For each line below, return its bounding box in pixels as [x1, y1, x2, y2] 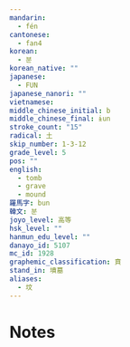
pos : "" [9, 156, 39, 166]
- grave [17, 182, 47, 191]
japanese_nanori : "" [9, 89, 88, 98]
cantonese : [9, 30, 51, 39]
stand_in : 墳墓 [9, 266, 64, 275]
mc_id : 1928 [9, 249, 54, 258]
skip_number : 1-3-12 [9, 140, 88, 149]
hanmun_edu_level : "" [9, 232, 91, 241]
